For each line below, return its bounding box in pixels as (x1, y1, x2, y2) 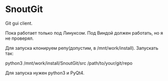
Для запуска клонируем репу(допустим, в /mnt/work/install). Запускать (5, 45, 158, 51)
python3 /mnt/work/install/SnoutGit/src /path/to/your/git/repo (5, 60, 133, 66)
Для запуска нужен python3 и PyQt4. (5, 69, 85, 76)
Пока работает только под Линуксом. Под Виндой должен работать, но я (5, 30, 163, 36)
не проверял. (5, 35, 34, 41)
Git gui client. (5, 20, 33, 26)
